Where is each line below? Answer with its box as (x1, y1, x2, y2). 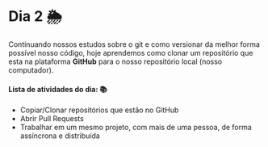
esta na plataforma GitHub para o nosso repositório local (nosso (8, 57, 223, 66)
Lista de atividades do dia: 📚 (8, 84, 107, 94)
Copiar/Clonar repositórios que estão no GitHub (19, 105, 179, 115)
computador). (8, 65, 54, 74)
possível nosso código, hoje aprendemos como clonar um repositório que (8, 48, 253, 57)
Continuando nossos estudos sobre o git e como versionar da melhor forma (8, 39, 261, 49)
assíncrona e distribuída (19, 131, 101, 141)
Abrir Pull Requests (19, 114, 85, 124)
